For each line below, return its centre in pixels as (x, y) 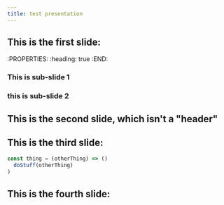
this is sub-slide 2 (38, 96)
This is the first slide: (54, 42)
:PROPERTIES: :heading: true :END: (58, 59)
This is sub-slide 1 (38, 77)
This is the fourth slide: (59, 194)
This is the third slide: (55, 143)
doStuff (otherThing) (43, 166)
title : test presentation (45, 14)
